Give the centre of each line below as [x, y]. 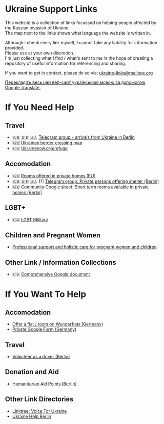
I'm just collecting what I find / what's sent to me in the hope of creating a [79, 58]
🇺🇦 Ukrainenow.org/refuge [40, 148]
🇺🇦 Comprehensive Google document [51, 274]
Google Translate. [23, 87]
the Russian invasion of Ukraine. [37, 27]
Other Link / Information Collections [61, 262]
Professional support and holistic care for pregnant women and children [84, 247]
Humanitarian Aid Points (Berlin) [44, 384]
